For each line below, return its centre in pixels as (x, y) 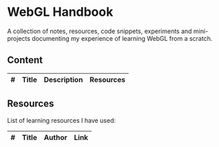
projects (19, 38)
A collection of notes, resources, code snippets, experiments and (100, 31)
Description (63, 79)
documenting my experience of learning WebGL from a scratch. (122, 38)
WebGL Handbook (60, 12)
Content (25, 60)
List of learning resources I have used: (61, 120)
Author (55, 137)
